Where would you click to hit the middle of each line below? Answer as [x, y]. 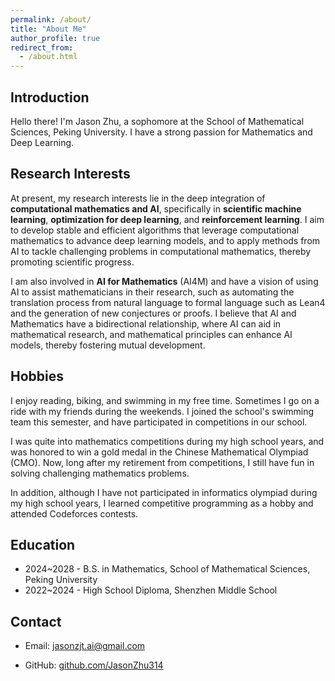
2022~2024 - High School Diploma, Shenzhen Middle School [151, 590]
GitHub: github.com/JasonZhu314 [94, 665]
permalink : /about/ [51, 19]
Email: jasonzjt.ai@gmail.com [85, 646]
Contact [36, 621]
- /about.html [48, 57]
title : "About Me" [48, 29]
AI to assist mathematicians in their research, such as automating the [152, 292]
